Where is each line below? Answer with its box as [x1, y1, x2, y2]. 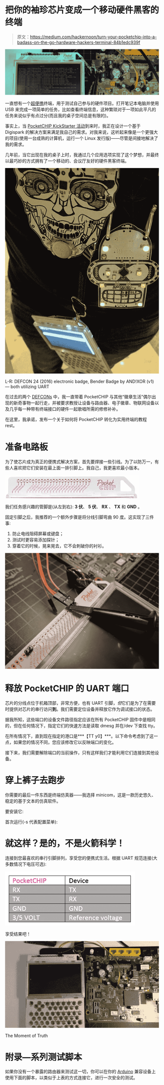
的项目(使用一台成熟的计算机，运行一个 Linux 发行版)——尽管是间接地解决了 [5, 135, 159, 141]
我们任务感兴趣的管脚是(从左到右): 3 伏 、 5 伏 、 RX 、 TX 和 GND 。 [5, 504, 143, 510]
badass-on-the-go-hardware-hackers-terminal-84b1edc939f [17, 39, 141, 45]
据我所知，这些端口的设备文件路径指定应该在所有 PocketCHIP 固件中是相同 [5, 716, 156, 722]
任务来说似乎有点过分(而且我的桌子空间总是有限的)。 [5, 112, 111, 118]
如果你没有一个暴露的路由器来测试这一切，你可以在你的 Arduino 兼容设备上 [5, 1069, 156, 1075]
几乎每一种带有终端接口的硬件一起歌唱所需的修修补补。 [9, 406, 121, 412]
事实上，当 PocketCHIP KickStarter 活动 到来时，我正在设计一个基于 [5, 123, 141, 129]
